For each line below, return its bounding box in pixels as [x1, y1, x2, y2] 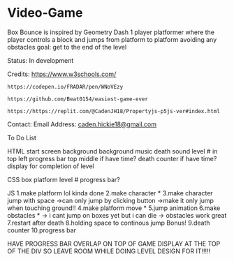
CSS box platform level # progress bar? [7, 175, 120, 184]
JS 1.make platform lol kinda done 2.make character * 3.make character [7, 188, 213, 197]
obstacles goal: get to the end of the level [7, 43, 127, 51]
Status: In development [7, 56, 74, 64]
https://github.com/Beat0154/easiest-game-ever [7, 96, 149, 103]
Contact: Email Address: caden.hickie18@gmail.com [7, 120, 157, 128]
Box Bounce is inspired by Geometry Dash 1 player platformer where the [7, 28, 215, 36]
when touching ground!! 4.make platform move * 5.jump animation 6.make [7, 204, 221, 212]
